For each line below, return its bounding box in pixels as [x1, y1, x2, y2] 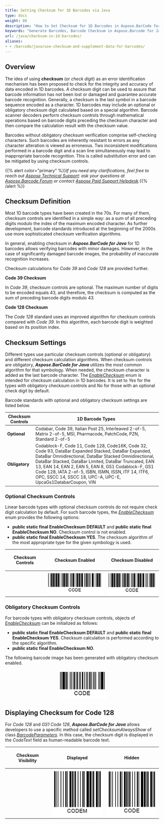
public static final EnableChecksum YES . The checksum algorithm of [12, 534, 153, 540]
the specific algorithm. [12, 640, 58, 646]
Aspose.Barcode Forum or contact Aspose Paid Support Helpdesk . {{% [5, 178, 148, 183]
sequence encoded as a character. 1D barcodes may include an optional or [5, 102, 156, 108]
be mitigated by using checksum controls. [5, 158, 89, 164]
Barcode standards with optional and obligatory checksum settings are [5, 397, 147, 403]
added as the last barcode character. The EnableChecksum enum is [5, 372, 142, 378]
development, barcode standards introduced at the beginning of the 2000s [5, 226, 156, 232]
